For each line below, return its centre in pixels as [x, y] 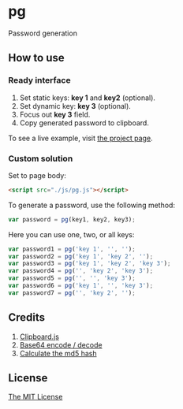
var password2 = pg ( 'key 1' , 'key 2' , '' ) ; [81, 256]
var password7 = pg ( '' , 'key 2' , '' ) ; [72, 293]
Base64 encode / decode [61, 344]
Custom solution [41, 158]
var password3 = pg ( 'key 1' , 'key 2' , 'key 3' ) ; [90, 264]
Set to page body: [37, 175]
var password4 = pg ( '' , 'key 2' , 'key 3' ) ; [81, 271]
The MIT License [35, 397]
